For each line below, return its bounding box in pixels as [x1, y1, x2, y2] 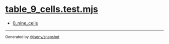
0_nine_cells [12, 20, 38, 26]
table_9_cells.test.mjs [5, 3, 98, 15]
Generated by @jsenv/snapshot [5, 34, 60, 39]
